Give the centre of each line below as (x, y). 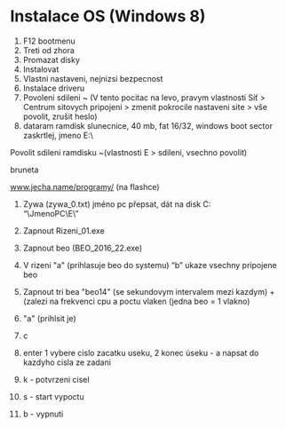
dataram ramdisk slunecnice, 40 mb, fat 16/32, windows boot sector (148, 125)
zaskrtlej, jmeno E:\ (58, 135)
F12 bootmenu (49, 41)
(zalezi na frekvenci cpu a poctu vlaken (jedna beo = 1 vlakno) (136, 301)
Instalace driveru (54, 88)
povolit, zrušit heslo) (60, 116)
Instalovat (41, 69)
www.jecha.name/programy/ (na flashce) (85, 186)
